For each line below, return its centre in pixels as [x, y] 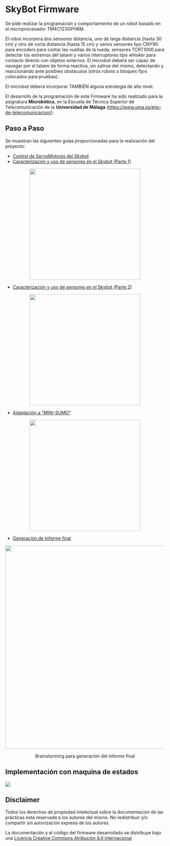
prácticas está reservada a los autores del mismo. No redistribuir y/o [77, 818]
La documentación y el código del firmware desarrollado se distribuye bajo [83, 833]
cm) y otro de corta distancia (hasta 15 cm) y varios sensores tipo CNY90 [82, 44]
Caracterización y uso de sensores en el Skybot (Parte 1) [72, 161]
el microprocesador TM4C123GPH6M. [45, 28]
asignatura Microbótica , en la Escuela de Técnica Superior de [70, 101]
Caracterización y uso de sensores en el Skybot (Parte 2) [72, 287]
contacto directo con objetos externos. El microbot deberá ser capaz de [80, 60]
